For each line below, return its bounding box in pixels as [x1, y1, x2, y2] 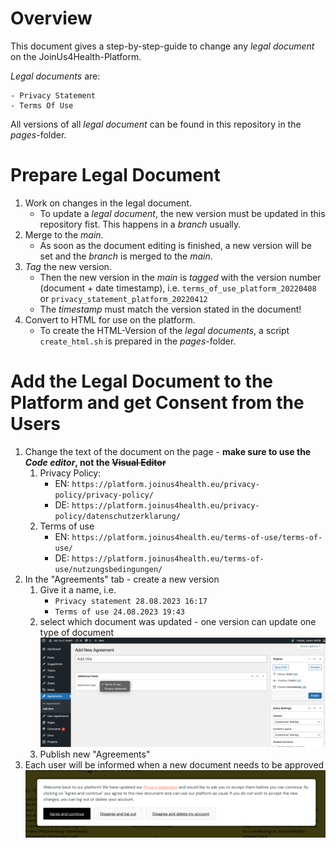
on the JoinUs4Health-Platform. [10, 50, 142, 62]
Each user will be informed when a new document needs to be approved [24, 759, 325, 771]
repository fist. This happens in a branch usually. [39, 218, 242, 230]
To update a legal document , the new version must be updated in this [39, 207, 326, 219]
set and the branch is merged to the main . [39, 250, 213, 262]
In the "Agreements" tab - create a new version [24, 573, 220, 585]
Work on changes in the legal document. [24, 197, 192, 209]
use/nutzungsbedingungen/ [54, 564, 163, 574]
